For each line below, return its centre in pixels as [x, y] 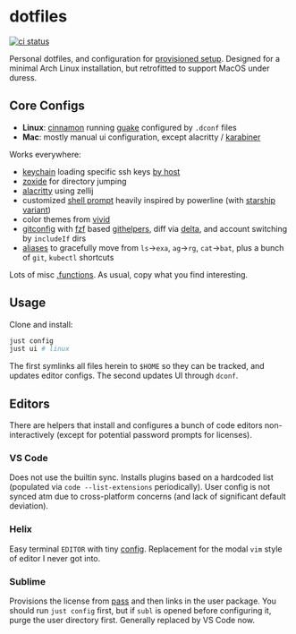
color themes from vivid [66, 219]
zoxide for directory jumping [74, 181]
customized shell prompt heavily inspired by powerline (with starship [148, 200]
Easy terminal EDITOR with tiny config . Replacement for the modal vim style [146, 549]
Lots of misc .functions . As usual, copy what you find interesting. [129, 274]
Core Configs [47, 106]
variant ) [37, 210]
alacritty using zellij [58, 191]
